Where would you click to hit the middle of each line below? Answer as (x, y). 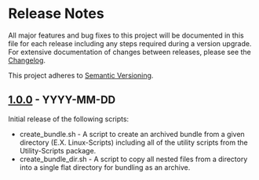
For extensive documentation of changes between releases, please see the (129, 52)
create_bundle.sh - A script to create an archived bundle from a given (132, 134)
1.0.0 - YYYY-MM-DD (62, 100)
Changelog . (27, 60)
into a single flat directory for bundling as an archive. (105, 167)
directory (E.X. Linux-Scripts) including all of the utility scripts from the (134, 142)
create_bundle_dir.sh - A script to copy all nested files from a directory (133, 159)
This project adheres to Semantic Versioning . (81, 75)
